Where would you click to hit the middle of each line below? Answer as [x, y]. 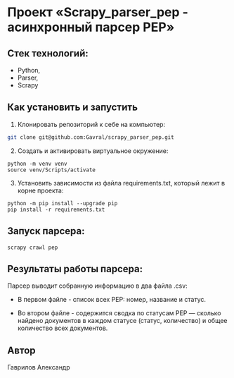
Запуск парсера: [46, 231]
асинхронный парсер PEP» [91, 27]
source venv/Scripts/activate [52, 170]
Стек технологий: [48, 53]
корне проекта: [40, 190]
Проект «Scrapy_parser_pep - [98, 12]
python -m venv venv [38, 164]
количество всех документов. [63, 328]
